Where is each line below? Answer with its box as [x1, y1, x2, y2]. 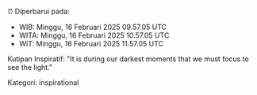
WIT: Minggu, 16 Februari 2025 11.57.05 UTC [18, 39, 164, 48]
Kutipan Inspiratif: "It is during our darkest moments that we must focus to [7, 54, 249, 64]
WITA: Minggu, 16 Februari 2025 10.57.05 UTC [18, 31, 170, 40]
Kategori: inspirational [7, 78, 79, 87]
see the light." [7, 63, 53, 71]
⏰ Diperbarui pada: [7, 7, 71, 16]
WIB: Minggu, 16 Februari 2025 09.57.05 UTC [18, 23, 167, 31]
